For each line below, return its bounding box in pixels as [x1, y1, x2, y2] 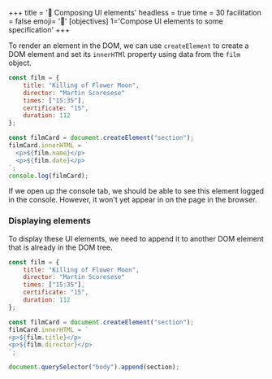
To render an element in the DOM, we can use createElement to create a [8, 41, 249, 50]
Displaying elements [8, 216, 91, 227]
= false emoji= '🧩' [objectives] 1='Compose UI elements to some [8, 16, 223, 26]
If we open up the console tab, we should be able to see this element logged [8, 186, 265, 196]
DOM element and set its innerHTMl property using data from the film [8, 50, 241, 59]
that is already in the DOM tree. [8, 242, 113, 252]
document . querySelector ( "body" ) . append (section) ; [8, 363, 180, 372]
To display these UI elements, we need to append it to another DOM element [8, 233, 264, 243]
